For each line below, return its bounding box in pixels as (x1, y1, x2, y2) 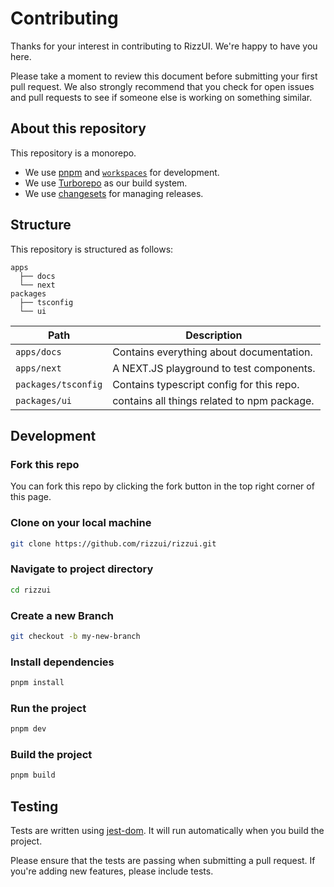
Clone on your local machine (10, 516, 152, 530)
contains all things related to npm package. (112, 393, 315, 407)
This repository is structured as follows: (10, 243, 174, 255)
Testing (10, 798, 59, 815)
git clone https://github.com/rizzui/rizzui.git (10, 538, 217, 549)
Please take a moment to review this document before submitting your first (10, 70, 318, 82)
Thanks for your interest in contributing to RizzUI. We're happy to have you (10, 40, 318, 52)
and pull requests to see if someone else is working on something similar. (10, 91, 313, 103)
